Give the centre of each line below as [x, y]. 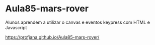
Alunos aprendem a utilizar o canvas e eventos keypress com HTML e [77, 22]
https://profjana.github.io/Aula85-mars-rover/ [52, 37]
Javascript [16, 27]
